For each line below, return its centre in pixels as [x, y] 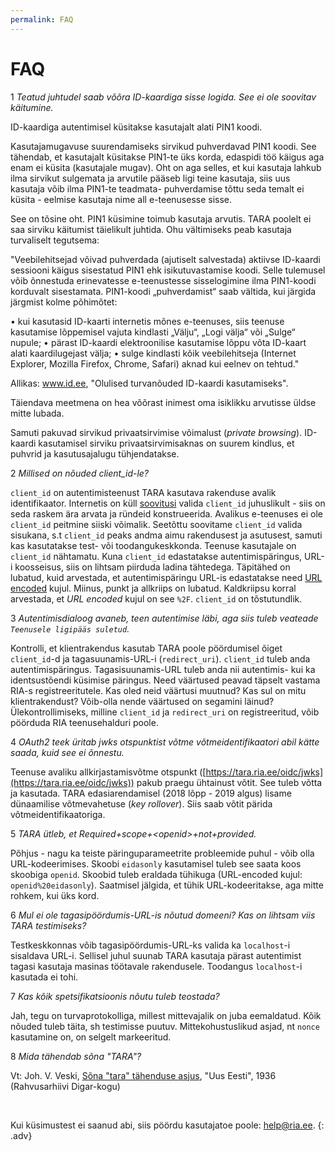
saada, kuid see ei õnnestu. [67, 752]
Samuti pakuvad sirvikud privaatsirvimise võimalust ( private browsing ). [156, 432]
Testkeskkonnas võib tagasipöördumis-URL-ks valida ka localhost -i [150, 945]
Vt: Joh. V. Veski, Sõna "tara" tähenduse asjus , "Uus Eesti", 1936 [143, 1075]
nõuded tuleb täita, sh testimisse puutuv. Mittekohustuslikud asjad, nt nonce [165, 1026]
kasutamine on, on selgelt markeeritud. [91, 1037]
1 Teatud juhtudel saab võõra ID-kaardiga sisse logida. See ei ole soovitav [163, 97]
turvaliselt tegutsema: [55, 240]
